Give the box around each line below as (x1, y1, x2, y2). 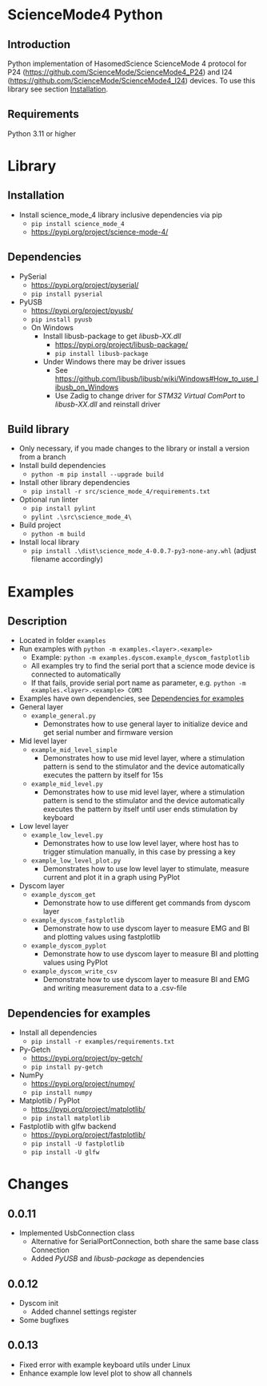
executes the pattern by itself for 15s (42, 770, 164, 780)
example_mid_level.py (30, 780, 103, 789)
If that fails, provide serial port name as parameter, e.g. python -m (30, 678, 246, 688)
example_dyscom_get (30, 891, 97, 899)
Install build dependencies (18, 461, 106, 471)
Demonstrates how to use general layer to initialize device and (42, 719, 249, 729)
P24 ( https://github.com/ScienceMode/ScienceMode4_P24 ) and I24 (7, 67, 233, 77)
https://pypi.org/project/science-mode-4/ (30, 227, 169, 236)
